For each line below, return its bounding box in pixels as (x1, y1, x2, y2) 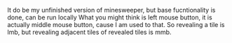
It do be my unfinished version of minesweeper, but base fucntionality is (7, 6, 216, 14)
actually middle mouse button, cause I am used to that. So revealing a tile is (7, 21, 225, 28)
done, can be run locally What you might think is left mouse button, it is (7, 13, 212, 21)
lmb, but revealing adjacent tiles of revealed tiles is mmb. (7, 28, 172, 36)
